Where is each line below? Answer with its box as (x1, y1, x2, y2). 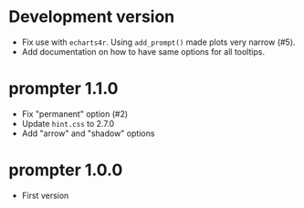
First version (21, 190, 69, 201)
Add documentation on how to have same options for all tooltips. (21, 46, 266, 57)
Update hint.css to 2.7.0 (21, 118, 115, 129)
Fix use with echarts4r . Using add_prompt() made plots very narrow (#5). (21, 36, 296, 47)
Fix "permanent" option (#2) (21, 108, 129, 120)
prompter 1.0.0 (8, 160, 123, 181)
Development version (8, 6, 175, 27)
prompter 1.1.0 (8, 78, 119, 99)
